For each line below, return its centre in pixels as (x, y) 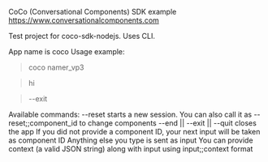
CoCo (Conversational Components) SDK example (93, 12)
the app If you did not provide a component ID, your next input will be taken (134, 132)
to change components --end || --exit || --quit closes (168, 123)
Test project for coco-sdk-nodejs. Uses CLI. (82, 36)
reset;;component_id (43, 123)
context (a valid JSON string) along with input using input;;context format (131, 149)
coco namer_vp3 (56, 67)
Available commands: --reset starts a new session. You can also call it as (130, 114)
